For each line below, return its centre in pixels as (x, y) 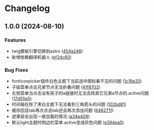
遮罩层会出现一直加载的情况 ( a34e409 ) (51, 116)
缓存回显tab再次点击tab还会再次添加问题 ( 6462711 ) (62, 110)
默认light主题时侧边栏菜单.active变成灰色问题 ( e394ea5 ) (68, 123)
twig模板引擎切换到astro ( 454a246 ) (47, 51)
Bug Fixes (17, 70)
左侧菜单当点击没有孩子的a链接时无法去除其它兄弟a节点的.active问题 (80, 93)
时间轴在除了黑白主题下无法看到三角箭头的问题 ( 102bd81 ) (69, 104)
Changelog (27, 8)
